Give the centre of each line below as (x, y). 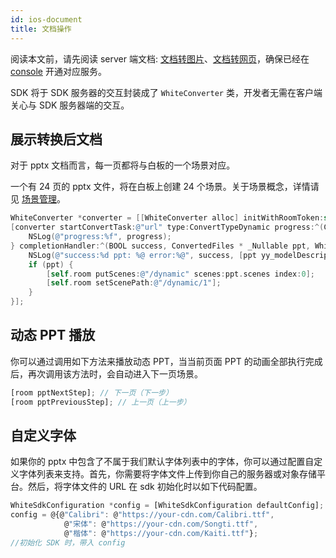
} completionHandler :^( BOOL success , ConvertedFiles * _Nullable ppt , (160, 246)
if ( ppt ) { (51, 264)
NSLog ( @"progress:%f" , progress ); (100, 237)
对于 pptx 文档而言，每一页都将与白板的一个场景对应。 (123, 165)
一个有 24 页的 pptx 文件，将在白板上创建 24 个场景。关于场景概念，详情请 (165, 187)
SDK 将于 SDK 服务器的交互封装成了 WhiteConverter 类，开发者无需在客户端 (166, 92)
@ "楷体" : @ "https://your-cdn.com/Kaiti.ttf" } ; (161, 534)
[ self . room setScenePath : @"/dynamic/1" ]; (134, 283)
